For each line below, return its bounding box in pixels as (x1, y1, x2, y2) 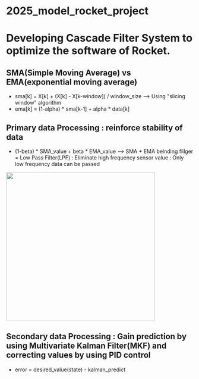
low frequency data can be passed (14, 161, 100, 167)
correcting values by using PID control (6, 350, 151, 361)
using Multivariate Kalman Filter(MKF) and (6, 341, 167, 351)
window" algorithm (14, 99, 61, 107)
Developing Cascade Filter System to (6, 32, 193, 45)
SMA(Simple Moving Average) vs (6, 67, 131, 78)
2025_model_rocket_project (6, 4, 149, 18)
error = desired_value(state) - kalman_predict (14, 366, 126, 373)
